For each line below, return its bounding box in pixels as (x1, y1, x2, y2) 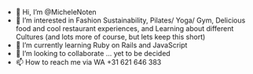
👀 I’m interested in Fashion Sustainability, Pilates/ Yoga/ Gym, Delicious (15, 16, 246, 25)
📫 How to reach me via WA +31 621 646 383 (15, 58, 162, 66)
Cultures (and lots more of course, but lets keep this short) (15, 32, 206, 41)
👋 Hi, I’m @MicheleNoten (15, 8, 97, 16)
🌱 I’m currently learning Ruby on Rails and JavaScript (15, 41, 188, 50)
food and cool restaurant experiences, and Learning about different (15, 24, 234, 33)
